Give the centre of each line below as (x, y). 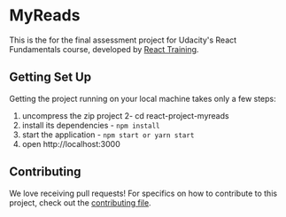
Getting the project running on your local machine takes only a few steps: (143, 98)
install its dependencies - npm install (91, 125)
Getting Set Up (50, 77)
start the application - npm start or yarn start (108, 135)
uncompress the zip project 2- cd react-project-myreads (125, 115)
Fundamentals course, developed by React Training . (104, 49)
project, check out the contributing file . (81, 202)
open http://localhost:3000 (71, 143)
